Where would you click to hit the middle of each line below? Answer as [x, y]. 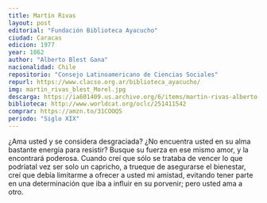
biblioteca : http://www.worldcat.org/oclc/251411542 [97, 104]
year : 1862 [26, 52]
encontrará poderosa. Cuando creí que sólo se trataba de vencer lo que [126, 158]
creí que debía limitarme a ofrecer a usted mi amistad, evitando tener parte [131, 174]
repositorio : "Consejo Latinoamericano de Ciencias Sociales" [113, 75]
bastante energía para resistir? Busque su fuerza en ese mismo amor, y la [128, 149]
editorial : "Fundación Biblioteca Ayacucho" [83, 30]
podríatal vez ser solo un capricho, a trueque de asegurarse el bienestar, [127, 167]
